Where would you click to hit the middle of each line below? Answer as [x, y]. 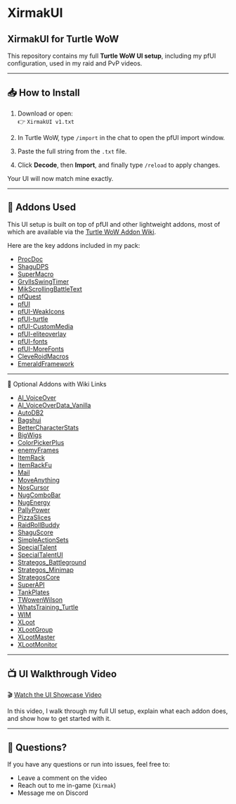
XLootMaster [36, 637]
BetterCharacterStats [48, 427]
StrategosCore [39, 577]
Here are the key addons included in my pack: [74, 245]
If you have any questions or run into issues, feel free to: [89, 765]
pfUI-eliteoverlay [42, 334]
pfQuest [29, 296]
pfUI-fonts [32, 341]
